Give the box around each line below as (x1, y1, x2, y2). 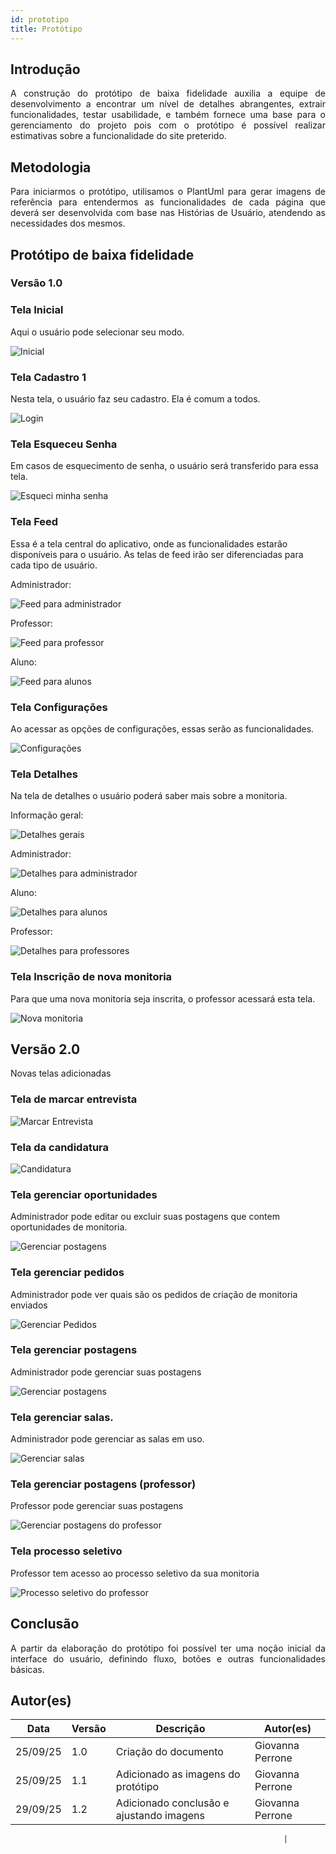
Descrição (155, 1722, 206, 1736)
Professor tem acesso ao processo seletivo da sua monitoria (10, 1567, 260, 1579)
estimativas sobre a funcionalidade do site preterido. (10, 130, 227, 142)
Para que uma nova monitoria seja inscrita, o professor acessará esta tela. (10, 992, 316, 1005)
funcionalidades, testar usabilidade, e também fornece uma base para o (10, 109, 326, 121)
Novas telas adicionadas (10, 1067, 112, 1080)
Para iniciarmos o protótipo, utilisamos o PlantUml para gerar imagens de (10, 186, 326, 198)
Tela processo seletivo (10, 1544, 123, 1558)
